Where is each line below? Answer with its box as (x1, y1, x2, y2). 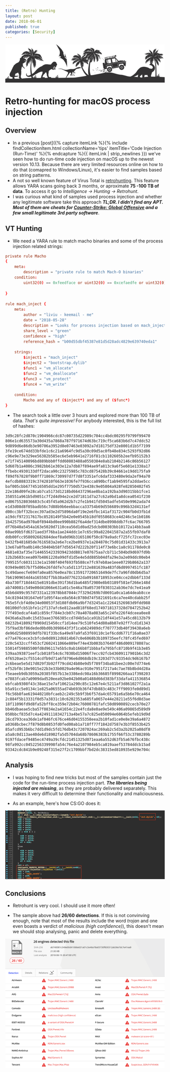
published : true (5, 24, 39, 29)
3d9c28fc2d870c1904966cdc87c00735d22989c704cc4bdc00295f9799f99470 (5, 433, 151, 438)
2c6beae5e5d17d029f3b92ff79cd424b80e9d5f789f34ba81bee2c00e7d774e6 (5, 661, 151, 666)
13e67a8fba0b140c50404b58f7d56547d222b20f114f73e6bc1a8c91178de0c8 (5, 545, 151, 550)
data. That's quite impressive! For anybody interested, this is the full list (12, 418, 162, 424)
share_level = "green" (23, 328, 71, 334)
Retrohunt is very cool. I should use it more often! (12, 902, 115, 909)
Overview (5, 127, 37, 135)
